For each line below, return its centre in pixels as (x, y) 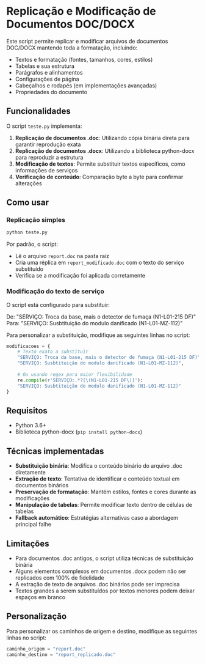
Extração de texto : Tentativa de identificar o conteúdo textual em (97, 479)
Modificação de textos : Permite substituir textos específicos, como (100, 164)
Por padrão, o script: (32, 244)
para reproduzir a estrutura (49, 157)
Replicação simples (36, 220)
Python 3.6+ (31, 426)
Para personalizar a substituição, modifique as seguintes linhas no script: (98, 335)
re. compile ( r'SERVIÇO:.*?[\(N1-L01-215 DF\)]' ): (80, 380)
